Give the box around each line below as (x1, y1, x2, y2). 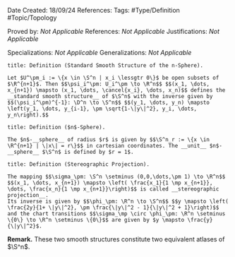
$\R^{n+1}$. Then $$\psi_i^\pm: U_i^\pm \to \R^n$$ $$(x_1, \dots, (7, 80, 210, 88)
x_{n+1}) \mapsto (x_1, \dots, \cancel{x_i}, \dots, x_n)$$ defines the (7, 87, 226, 94)
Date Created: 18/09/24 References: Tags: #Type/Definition (7, 6, 180, 14)
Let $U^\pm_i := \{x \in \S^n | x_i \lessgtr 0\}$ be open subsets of (7, 74, 219, 81)
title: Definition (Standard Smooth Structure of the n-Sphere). (7, 62, 203, 69)
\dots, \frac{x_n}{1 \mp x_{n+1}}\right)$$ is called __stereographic (7, 186, 219, 193)
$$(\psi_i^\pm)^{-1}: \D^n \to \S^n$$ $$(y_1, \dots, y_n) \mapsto (7, 99, 210, 106)
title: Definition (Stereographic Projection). (7, 161, 150, 168)
